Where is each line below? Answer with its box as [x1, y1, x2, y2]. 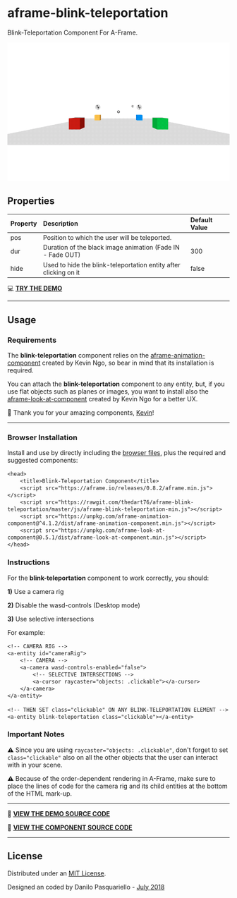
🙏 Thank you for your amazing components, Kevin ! [7, 408, 154, 417]
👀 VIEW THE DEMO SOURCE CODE [7, 809, 111, 818]
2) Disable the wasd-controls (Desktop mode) [7, 601, 141, 609]
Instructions [7, 557, 51, 567]
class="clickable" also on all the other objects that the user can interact [7, 753, 219, 761]
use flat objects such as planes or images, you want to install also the [7, 387, 209, 396]
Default [190, 215, 213, 224]
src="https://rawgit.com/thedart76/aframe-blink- [44, 499, 194, 506]
